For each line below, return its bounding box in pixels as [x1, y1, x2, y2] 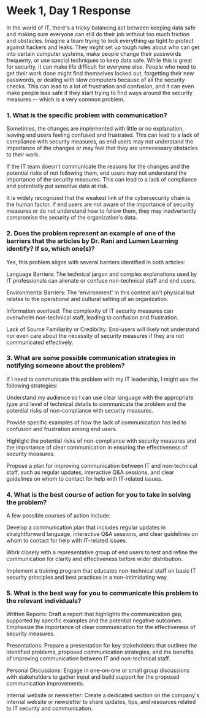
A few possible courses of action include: [6, 512, 111, 519]
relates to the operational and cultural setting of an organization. [6, 295, 169, 302]
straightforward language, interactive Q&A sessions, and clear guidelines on [6, 530, 198, 538]
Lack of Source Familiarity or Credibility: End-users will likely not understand [6, 326, 200, 333]
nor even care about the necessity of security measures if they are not [6, 332, 185, 339]
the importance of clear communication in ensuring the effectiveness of [6, 443, 188, 451]
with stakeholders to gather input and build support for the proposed [6, 673, 180, 681]
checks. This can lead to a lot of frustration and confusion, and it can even [6, 82, 194, 90]
